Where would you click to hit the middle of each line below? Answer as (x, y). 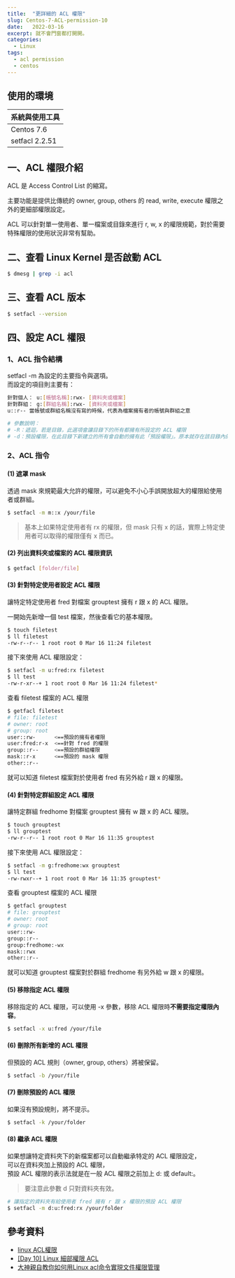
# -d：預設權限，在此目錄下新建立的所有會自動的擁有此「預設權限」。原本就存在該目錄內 (116, 436)
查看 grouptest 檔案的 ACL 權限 (52, 893)
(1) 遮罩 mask (27, 474)
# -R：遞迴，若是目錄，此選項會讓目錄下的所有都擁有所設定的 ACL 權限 (97, 430)
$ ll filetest (28, 637)
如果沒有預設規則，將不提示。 (50, 1109)
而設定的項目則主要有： (41, 384)
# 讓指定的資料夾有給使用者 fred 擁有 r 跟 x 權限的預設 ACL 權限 (94, 1202)
